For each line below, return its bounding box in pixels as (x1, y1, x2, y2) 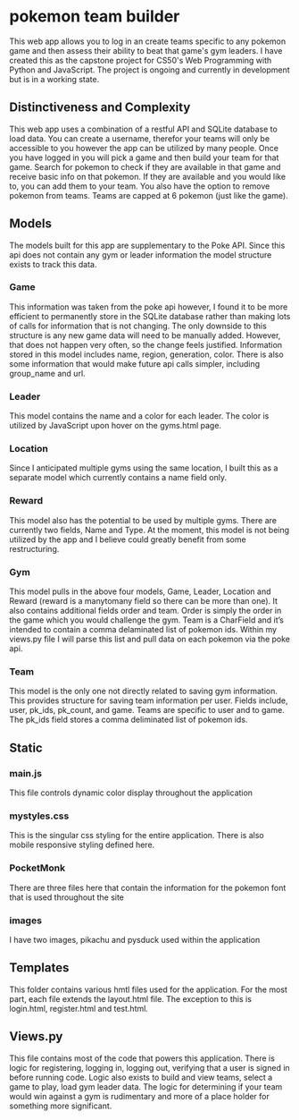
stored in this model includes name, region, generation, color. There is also (9, 349, 284, 360)
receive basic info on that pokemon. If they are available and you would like (9, 171, 287, 182)
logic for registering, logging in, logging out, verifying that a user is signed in (9, 1062, 290, 1073)
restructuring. (9, 543, 60, 554)
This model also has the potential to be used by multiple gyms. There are (9, 514, 277, 525)
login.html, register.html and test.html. (9, 1003, 149, 1014)
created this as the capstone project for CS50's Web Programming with (9, 55, 272, 65)
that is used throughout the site (9, 892, 125, 903)
